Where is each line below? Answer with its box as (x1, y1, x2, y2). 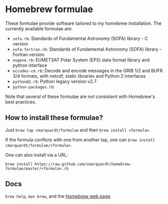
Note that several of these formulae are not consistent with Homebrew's (5, 93, 155, 99)
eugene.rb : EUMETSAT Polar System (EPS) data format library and (12, 57, 150, 63)
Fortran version (12, 52, 44, 58)
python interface (12, 62, 47, 68)
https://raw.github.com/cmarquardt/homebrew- (34, 162, 132, 167)
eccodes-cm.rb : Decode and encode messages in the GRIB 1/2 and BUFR (12, 67, 163, 74)
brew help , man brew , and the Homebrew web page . (5, 193, 112, 199)
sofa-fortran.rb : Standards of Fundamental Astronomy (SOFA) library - (12, 46, 162, 52)
